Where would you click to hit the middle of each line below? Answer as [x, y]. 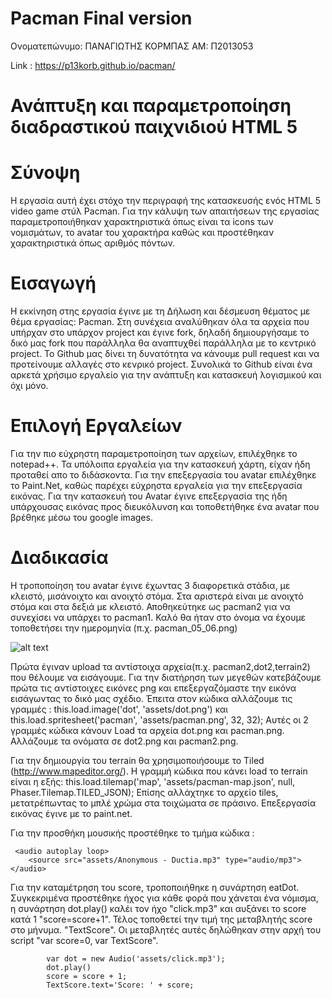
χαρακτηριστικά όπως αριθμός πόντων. [93, 243]
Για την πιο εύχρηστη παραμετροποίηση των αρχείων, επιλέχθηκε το [154, 453]
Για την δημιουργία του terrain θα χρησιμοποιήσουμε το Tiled [137, 760]
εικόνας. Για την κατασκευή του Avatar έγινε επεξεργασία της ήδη [149, 496]
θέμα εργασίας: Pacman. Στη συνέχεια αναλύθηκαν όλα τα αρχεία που [160, 321]
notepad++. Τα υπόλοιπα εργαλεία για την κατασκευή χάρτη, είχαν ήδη [160, 464]
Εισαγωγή [53, 283]
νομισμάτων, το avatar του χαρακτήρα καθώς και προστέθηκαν [142, 233]
